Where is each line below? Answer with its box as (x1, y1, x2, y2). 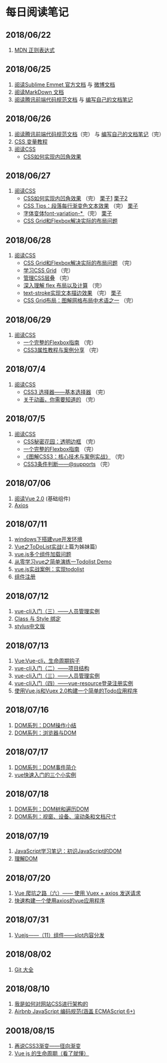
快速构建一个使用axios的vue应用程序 (14, 897, 105, 904)
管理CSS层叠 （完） (23, 274, 72, 282)
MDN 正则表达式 (14, 46, 55, 53)
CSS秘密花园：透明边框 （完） (23, 438, 99, 445)
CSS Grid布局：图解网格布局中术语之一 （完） (23, 297, 137, 304)
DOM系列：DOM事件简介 (14, 763, 77, 771)
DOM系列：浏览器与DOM (14, 729, 77, 736)
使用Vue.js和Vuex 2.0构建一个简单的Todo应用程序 (14, 687, 138, 694)
